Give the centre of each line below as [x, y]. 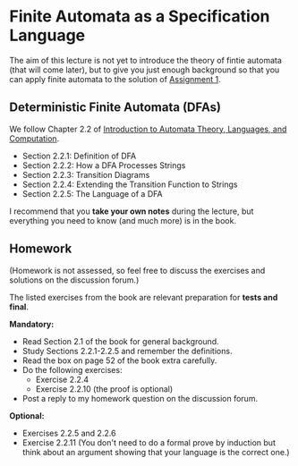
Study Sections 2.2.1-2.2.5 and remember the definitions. [127, 351]
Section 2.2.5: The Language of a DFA [92, 193]
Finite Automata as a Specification [140, 17]
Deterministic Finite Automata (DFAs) [115, 108]
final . [19, 307]
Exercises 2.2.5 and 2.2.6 [69, 433]
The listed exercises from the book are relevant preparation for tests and [144, 297]
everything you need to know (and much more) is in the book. [123, 220]
